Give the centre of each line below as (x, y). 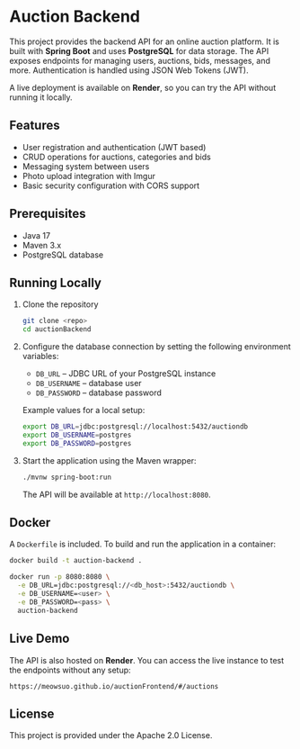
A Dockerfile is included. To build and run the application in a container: (143, 544)
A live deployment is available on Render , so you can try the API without (143, 87)
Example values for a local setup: (84, 411)
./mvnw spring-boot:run (67, 477)
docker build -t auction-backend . (76, 561)
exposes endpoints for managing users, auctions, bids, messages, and (140, 60)
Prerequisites (48, 214)
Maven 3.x (42, 245)
